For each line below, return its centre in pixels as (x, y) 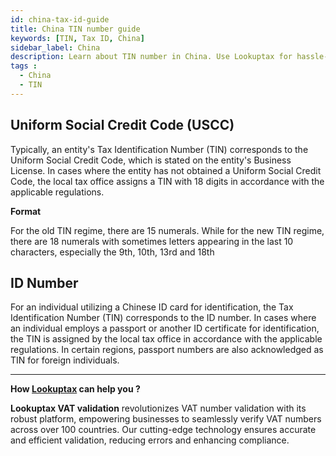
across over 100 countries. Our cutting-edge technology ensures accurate (163, 430)
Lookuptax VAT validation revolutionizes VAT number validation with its (158, 408)
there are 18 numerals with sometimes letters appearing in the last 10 (152, 241)
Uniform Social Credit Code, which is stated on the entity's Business (151, 160)
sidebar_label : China (55, 47)
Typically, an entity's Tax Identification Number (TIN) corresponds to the (159, 149)
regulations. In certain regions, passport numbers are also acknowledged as (167, 350)
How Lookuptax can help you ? (75, 389)
